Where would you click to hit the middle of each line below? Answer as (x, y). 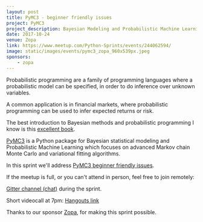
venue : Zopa (21, 40)
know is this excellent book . (41, 129)
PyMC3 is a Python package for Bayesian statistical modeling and (88, 140)
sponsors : (19, 57)
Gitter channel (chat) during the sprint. (54, 189)
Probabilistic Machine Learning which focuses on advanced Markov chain (98, 147)
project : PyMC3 (25, 23)
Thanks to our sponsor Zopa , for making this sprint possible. (82, 212)
